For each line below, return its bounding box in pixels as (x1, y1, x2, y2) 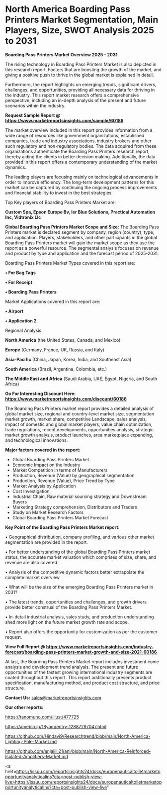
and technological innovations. (5, 437, 68, 443)
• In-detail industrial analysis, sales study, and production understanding (5, 613, 154, 620)
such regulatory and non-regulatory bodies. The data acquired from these (5, 143, 157, 149)
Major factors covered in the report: (5, 447, 81, 453)
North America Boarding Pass (5, 3, 131, 15)
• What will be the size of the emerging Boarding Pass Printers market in (5, 584, 154, 590)
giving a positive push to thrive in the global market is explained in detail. (5, 72, 154, 78)
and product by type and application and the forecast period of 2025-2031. (5, 250, 159, 256)
